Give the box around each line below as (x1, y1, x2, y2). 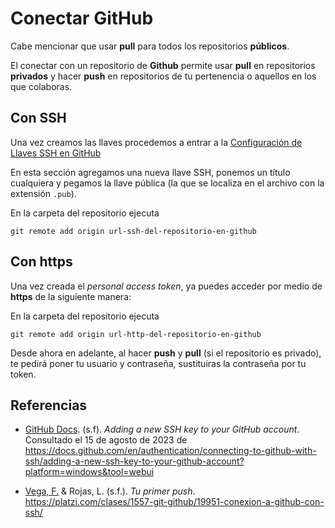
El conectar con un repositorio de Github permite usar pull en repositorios (10, 59, 316, 71)
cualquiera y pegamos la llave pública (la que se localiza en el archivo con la (10, 177, 325, 189)
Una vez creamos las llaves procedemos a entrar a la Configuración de (10, 136, 303, 148)
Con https (10, 253, 73, 271)
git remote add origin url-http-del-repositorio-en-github (10, 329, 262, 339)
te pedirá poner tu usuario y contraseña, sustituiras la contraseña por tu (10, 357, 307, 369)
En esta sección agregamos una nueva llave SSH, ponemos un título (10, 166, 291, 178)
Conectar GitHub (10, 7, 154, 30)
